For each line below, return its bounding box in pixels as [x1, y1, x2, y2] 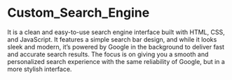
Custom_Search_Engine [7, 5, 150, 21]
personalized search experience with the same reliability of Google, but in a [7, 57, 226, 65]
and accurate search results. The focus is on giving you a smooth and [7, 50, 209, 58]
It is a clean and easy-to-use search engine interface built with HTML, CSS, [7, 28, 226, 36]
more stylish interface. [7, 65, 72, 73]
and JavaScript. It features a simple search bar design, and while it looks [7, 35, 217, 43]
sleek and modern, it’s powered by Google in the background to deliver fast [7, 42, 225, 51]
